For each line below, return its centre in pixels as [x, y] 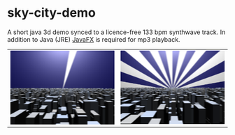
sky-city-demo [51, 13]
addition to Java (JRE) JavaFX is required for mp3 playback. [94, 39]
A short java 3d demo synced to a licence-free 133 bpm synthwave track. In [116, 32]
